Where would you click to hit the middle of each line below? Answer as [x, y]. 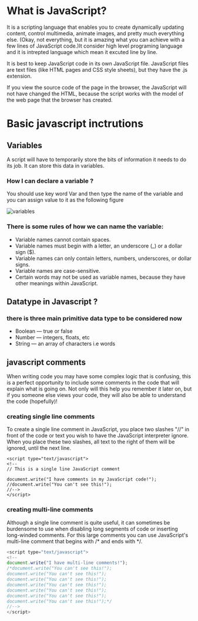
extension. [19, 76]
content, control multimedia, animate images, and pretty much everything [95, 33]
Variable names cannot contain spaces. [63, 239]
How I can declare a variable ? [50, 181]
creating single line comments [51, 416]
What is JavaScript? [57, 11]
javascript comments [46, 362]
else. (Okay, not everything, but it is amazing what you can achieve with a [95, 39]
